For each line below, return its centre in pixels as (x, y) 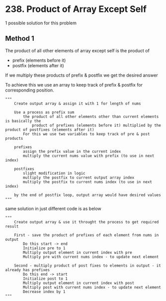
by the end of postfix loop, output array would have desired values (88, 195)
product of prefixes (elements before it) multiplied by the (96, 125)
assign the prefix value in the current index (72, 151)
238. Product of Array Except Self (76, 9)
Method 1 (20, 39)
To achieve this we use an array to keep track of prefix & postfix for (74, 85)
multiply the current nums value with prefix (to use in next (89, 156)
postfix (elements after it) (38, 65)
